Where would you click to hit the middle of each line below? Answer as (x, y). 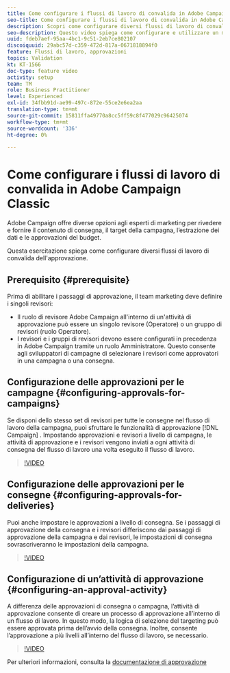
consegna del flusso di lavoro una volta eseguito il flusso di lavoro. (101, 449)
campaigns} (34, 403)
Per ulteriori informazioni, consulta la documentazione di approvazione (107, 662)
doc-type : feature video (42, 71)
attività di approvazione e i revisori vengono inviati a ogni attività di (101, 442)
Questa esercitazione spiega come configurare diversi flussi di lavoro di (108, 251)
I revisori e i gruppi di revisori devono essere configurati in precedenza (117, 339)
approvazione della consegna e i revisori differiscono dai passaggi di (104, 529)
